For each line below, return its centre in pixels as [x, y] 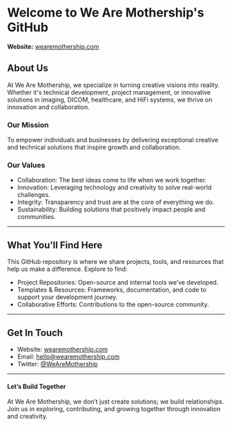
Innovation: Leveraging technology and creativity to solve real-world [114, 187]
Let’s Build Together [37, 386]
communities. [37, 217]
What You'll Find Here [55, 245]
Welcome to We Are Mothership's [106, 13]
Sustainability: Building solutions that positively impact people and [111, 209]
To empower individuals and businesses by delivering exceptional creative [113, 140]
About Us [28, 68]
